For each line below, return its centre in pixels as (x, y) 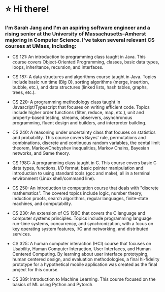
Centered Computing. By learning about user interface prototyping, (80, 254)
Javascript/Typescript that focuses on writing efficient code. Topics (81, 107)
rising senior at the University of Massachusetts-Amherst (76, 34)
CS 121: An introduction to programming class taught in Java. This (79, 57)
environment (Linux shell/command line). (54, 178)
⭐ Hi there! (27, 9)
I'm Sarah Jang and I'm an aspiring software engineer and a (78, 28)
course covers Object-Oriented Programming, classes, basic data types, (85, 62)
